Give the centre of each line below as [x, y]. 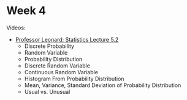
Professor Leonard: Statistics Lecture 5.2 [67, 39]
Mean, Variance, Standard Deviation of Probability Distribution [103, 85]
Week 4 [26, 11]
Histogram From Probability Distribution [74, 79]
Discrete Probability [49, 46]
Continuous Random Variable [61, 72]
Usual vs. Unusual [47, 91]
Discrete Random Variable [57, 66]
